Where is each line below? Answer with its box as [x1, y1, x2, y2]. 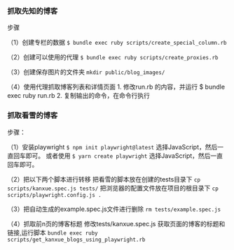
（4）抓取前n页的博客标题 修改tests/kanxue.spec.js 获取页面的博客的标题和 [7, 219, 226, 228]
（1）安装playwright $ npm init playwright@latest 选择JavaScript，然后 [7, 142, 218, 151]
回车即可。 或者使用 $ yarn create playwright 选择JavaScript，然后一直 [13, 152, 223, 160]
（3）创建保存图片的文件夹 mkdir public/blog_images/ [7, 68, 165, 76]
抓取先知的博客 [7, 6, 58, 15]
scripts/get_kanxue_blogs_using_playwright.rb [7, 236, 146, 243]
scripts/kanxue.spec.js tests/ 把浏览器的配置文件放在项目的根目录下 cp [7, 184, 219, 192]
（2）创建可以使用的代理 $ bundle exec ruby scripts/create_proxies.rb [7, 53, 219, 61]
